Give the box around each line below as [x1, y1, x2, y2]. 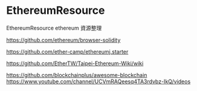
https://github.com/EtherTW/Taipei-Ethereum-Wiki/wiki [6, 60, 144, 67]
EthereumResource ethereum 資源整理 [6, 24, 102, 31]
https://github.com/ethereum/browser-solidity [6, 36, 121, 43]
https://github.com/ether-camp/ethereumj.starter [6, 48, 129, 55]
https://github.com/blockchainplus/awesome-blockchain [6, 71, 147, 78]
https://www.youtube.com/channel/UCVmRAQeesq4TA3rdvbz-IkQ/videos [6, 78, 191, 85]
